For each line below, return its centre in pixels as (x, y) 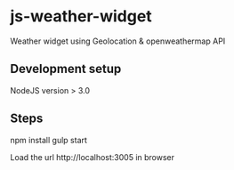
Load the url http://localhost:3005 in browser (93, 157)
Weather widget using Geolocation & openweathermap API (118, 41)
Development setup (66, 69)
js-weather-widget (81, 16)
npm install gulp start (49, 140)
